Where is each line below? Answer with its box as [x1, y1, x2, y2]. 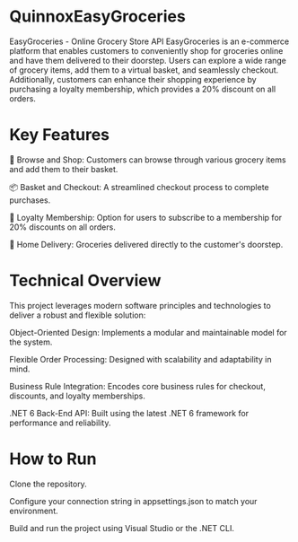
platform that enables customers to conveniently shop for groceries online [9, 45, 284, 56]
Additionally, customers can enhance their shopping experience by [9, 74, 258, 84]
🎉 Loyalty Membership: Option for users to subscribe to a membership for [9, 212, 283, 223]
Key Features [9, 125, 110, 145]
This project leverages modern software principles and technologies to [9, 300, 271, 310]
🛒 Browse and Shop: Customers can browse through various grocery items [9, 154, 286, 165]
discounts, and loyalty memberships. [9, 390, 145, 401]
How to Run [9, 449, 97, 468]
